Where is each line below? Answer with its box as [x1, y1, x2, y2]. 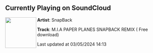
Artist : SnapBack [37, 17, 73, 23]
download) [37, 31, 59, 37]
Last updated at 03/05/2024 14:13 [37, 41, 107, 47]
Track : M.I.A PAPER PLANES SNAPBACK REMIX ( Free [37, 26, 148, 32]
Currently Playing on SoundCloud [5, 4, 111, 12]
